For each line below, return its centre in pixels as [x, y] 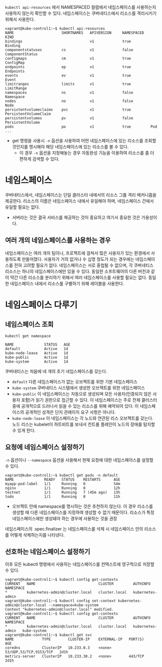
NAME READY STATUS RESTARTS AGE [63, 479]
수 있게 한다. [24, 430]
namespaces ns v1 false [69, 93]
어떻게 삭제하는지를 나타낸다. [37, 535]
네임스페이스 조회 [29, 324]
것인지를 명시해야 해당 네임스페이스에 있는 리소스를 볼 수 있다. [70, 147]
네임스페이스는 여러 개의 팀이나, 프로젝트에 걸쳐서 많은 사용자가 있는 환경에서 [78, 253]
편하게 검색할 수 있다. [39, 159]
